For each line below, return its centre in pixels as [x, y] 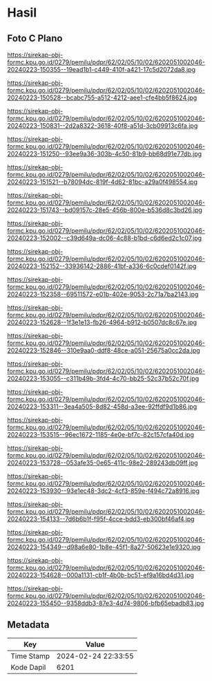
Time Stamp [30, 656]
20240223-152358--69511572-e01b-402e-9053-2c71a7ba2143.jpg [103, 294]
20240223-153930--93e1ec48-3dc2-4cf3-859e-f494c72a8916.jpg [104, 491]
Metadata [28, 625]
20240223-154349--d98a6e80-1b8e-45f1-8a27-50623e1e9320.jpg [104, 547]
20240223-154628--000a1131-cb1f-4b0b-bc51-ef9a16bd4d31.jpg [101, 575]
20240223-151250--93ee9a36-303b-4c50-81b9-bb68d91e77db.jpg [105, 154]
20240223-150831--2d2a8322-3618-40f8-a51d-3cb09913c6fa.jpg [103, 125]
